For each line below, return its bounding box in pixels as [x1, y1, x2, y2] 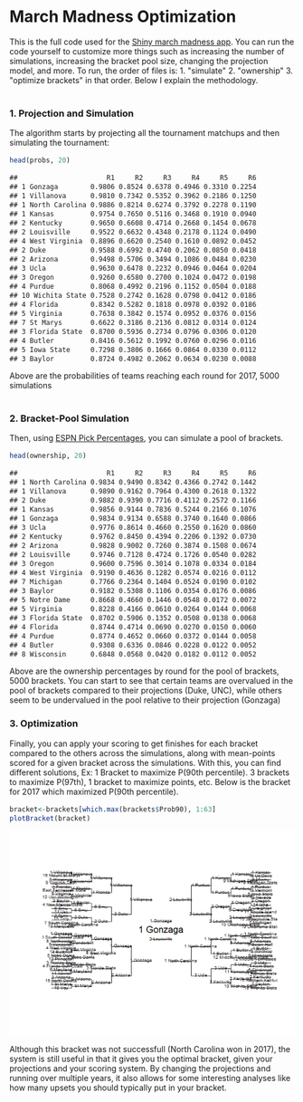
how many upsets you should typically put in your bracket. [9, 1082, 228, 1093]
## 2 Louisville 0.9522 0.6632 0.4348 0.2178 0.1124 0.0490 [9, 228, 257, 237]
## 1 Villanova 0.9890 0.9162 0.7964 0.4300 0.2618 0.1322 [9, 487, 257, 496]
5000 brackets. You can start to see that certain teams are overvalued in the [9, 676, 294, 686]
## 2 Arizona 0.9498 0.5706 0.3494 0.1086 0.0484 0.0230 [9, 255, 257, 264]
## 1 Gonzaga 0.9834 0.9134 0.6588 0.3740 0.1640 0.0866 [9, 514, 257, 523]
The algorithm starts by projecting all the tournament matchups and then [9, 128, 280, 139]
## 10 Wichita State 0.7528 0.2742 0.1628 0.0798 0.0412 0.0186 [9, 292, 257, 301]
